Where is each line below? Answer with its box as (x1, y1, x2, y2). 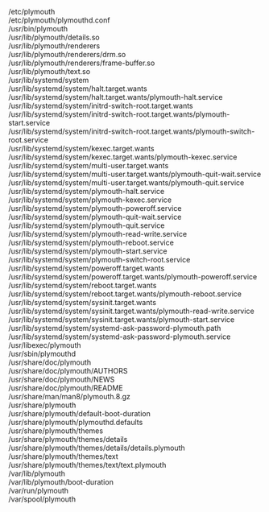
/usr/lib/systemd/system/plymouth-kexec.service (8, 195, 172, 204)
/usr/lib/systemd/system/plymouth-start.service (8, 246, 168, 256)
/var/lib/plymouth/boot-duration (8, 477, 114, 486)
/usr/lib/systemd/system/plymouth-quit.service (8, 221, 165, 230)
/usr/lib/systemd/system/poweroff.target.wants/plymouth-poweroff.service (8, 272, 258, 281)
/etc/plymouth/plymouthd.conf (8, 15, 110, 25)
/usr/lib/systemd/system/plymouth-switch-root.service (8, 255, 191, 264)
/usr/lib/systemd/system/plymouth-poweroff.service (8, 204, 182, 213)
